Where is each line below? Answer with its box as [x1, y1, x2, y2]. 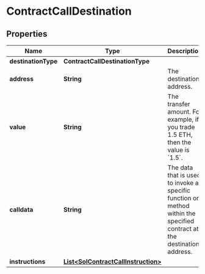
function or [167, 194, 200, 202]
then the [167, 138, 192, 146]
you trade [167, 123, 195, 131]
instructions [9, 257, 46, 265]
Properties [6, 29, 48, 39]
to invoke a [167, 179, 199, 187]
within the [167, 209, 196, 218]
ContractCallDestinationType [63, 57, 150, 65]
